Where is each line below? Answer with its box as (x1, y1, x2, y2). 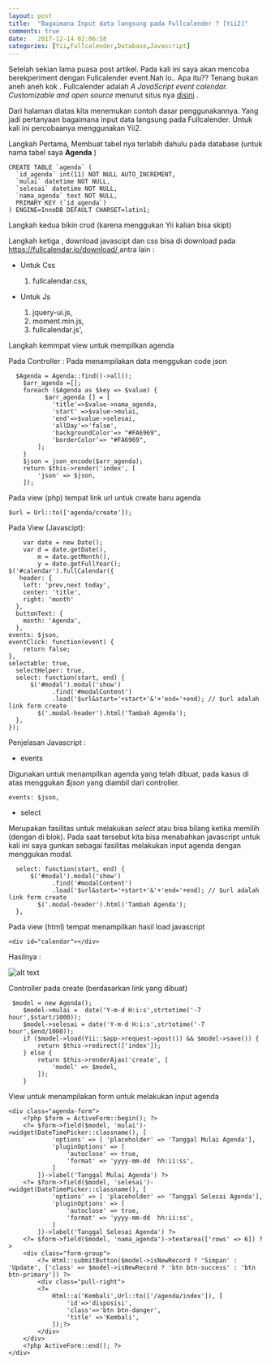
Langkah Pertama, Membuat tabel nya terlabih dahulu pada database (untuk (8, 139, 263, 149)
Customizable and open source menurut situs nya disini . (8, 90, 199, 100)
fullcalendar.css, (32, 276, 88, 286)
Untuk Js (19, 292, 51, 301)
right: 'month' (23, 595, 75, 604)
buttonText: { (15, 610, 63, 618)
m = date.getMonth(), (37, 553, 111, 561)
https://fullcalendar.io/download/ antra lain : (8, 245, 155, 254)
